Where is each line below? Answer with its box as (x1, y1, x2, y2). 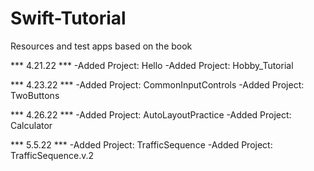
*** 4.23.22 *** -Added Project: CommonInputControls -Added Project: (10, 78, 305, 91)
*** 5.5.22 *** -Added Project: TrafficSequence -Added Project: (10, 138, 273, 151)
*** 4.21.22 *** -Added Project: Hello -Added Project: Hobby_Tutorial (10, 59, 294, 71)
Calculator (10, 119, 53, 131)
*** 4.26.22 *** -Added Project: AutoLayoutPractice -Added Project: (10, 108, 292, 121)
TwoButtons (10, 89, 60, 101)
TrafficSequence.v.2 (10, 149, 95, 161)
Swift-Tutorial (10, 7, 127, 30)
